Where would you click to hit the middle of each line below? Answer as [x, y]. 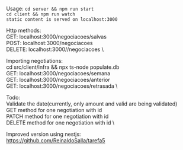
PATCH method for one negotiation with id [57, 116]
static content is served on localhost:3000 [62, 20]
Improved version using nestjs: [44, 134]
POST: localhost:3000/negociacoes [49, 43]
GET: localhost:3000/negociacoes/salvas [56, 37]
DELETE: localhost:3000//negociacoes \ [55, 49]
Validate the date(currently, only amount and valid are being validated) [92, 104]
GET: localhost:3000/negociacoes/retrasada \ [62, 86]
